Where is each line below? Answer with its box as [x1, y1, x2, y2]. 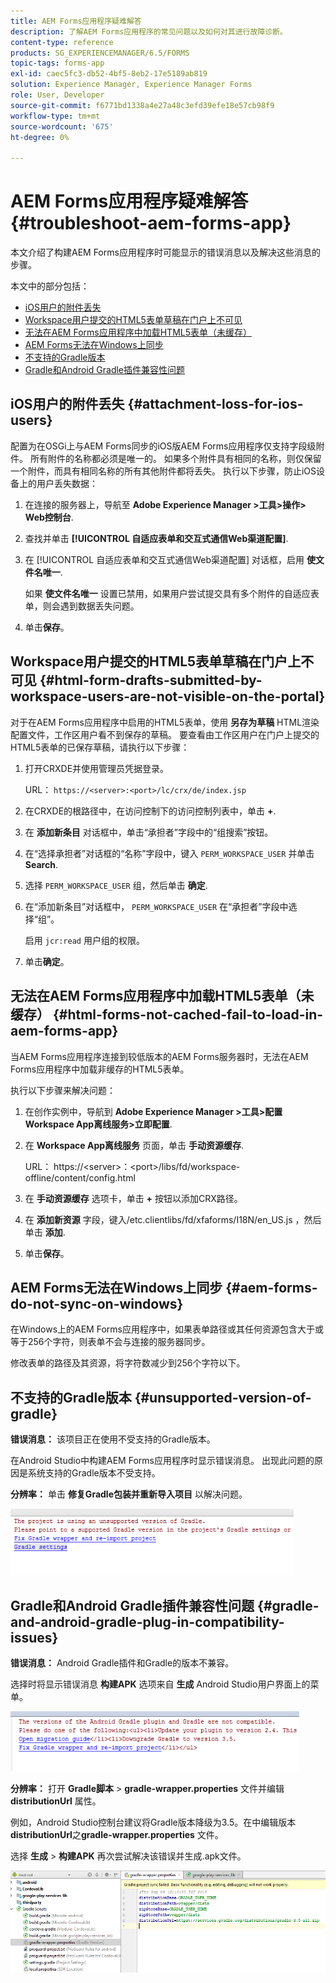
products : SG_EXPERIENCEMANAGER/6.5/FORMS [10, 48, 190, 58]
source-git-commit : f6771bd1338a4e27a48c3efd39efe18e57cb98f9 [10, 100, 275, 110]
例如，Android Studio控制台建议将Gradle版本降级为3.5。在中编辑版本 [10, 1816, 297, 1828]
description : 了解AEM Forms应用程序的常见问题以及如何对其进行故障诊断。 [10, 26, 288, 37]
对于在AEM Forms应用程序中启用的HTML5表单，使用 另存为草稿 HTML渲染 [10, 716, 320, 728]
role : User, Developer [10, 90, 105, 100]
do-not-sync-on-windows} [10, 1295, 184, 1312]
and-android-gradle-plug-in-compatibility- [10, 1613, 285, 1630]
